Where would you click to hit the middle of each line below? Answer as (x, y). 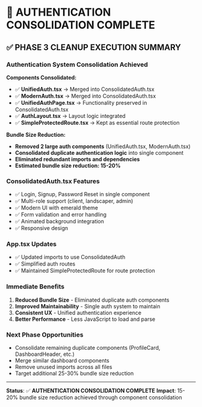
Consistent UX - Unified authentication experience (78, 312)
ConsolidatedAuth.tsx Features (53, 181)
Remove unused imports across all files (63, 367)
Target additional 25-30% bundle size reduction (74, 373)
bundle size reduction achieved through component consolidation (101, 397)
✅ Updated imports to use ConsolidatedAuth (70, 257)
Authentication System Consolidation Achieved (77, 64)
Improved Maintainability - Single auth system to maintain (87, 306)
